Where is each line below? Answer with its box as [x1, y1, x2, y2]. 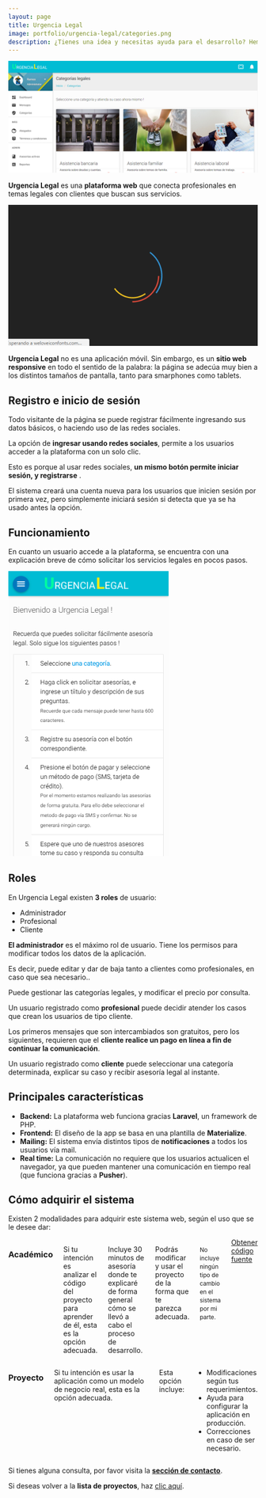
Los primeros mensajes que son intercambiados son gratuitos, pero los [8, 1026, 240, 1036]
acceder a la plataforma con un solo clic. [8, 447, 141, 457]
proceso [108, 1329, 135, 1338]
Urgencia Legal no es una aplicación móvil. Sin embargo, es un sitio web [8, 354, 247, 363]
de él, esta [63, 1321, 97, 1330]
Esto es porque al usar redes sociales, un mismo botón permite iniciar [8, 462, 239, 472]
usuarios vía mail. [19, 1145, 78, 1154]
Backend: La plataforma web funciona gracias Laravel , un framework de [19, 1111, 257, 1120]
